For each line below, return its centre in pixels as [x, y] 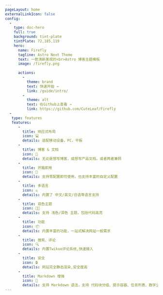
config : [13, 18]
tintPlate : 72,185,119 [37, 41]
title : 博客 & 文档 [41, 150]
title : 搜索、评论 [39, 240]
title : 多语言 [36, 186]
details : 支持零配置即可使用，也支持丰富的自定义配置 [70, 177]
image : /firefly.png [39, 64]
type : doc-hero [29, 28]
